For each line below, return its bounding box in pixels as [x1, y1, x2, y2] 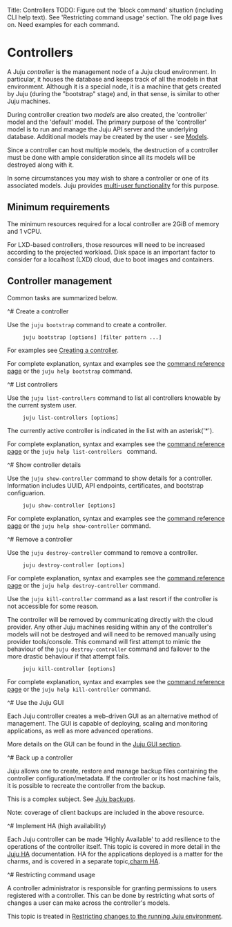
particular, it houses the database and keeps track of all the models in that [7, 75, 218, 83]
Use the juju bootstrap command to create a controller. [7, 320, 167, 329]
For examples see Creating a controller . [7, 346, 119, 354]
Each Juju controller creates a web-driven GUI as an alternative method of [7, 712, 219, 720]
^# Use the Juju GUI [7, 698, 64, 706]
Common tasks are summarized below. [7, 293, 118, 302]
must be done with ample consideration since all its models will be [7, 153, 195, 161]
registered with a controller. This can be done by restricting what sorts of [7, 891, 215, 899]
